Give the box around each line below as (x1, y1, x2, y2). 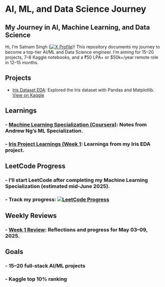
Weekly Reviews (5, 211, 57, 220)
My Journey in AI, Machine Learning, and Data (5, 23, 150, 32)
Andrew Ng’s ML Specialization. (5, 127, 83, 134)
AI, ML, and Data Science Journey (5, 3, 146, 15)
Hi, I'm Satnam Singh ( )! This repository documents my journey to (5, 44, 160, 50)
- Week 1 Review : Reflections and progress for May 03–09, (5, 226, 148, 233)
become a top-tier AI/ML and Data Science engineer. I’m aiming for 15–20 (5, 49, 154, 55)
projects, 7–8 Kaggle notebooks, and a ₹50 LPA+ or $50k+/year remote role (5, 54, 159, 60)
